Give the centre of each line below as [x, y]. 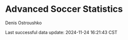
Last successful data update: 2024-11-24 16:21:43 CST [62, 32]
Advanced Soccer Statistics [64, 9]
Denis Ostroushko [24, 23]
